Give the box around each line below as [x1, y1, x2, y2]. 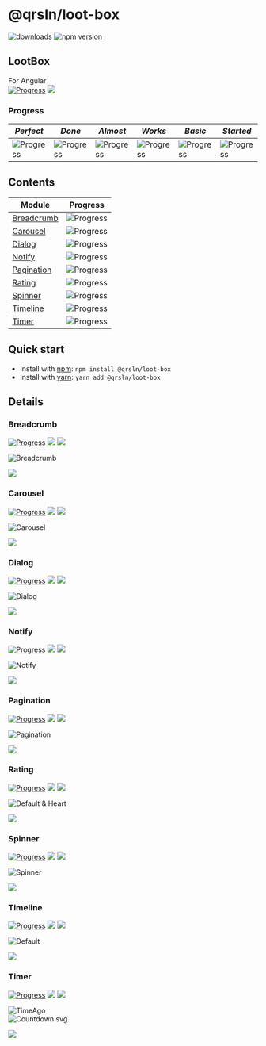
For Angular [8, 75, 47, 85]
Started [222, 125, 252, 136]
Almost [98, 125, 127, 136]
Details [8, 395, 44, 409]
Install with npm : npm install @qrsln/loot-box [19, 363, 172, 374]
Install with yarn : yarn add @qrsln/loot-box [19, 372, 161, 381]
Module [21, 199, 50, 210]
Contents [8, 176, 55, 190]
